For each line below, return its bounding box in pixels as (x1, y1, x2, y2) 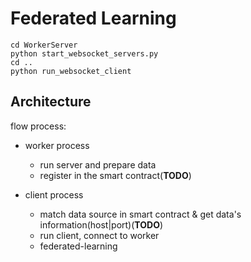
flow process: (10, 120, 67, 132)
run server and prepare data (39, 158, 157, 171)
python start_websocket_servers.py (10, 48, 159, 59)
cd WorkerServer (10, 40, 78, 50)
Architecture (10, 93, 92, 111)
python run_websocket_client (10, 66, 132, 76)
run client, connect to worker (39, 229, 160, 241)
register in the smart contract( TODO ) (39, 169, 192, 181)
